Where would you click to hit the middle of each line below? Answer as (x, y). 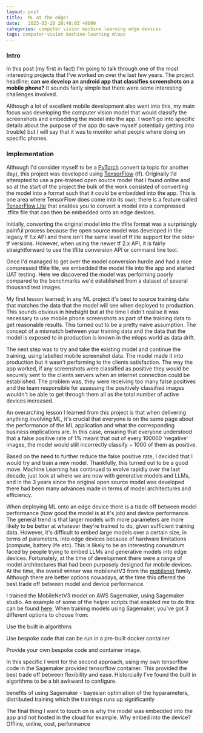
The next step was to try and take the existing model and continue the (94, 349)
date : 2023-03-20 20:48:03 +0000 (51, 23)
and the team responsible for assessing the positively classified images (95, 387)
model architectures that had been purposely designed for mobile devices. (99, 564)
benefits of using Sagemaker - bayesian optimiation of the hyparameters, (98, 692)
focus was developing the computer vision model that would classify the (97, 113)
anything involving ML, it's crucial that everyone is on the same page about (100, 419)
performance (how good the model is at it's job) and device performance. (98, 513)
